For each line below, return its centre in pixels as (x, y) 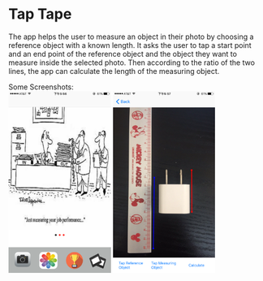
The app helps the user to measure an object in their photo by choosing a (131, 37)
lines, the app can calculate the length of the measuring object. (114, 71)
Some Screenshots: (41, 87)
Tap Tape (40, 14)
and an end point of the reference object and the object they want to (123, 54)
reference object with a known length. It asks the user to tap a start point (130, 45)
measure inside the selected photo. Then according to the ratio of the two (132, 63)
